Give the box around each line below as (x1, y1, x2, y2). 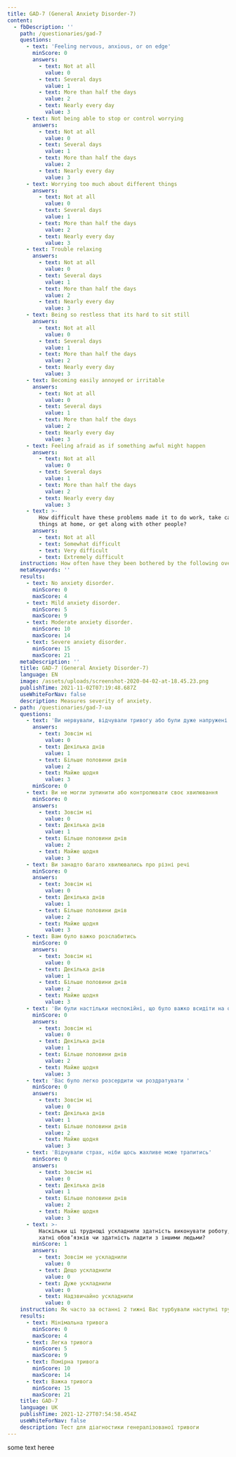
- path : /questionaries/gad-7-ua (13, 704, 112, 711)
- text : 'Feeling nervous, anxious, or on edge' (25, 43, 171, 50)
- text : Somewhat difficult (38, 540, 121, 548)
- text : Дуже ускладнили (38, 1280, 112, 1287)
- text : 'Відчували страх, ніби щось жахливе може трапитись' (25, 1149, 212, 1156)
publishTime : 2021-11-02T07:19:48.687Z (20, 684, 137, 691)
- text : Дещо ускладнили (38, 1266, 112, 1274)
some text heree (7, 1443, 55, 1451)
